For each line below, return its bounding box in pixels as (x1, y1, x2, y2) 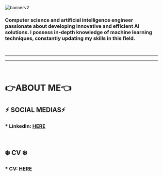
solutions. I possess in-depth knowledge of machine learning (5, 29, 152, 35)
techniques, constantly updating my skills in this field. (5, 35, 136, 41)
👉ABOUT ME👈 (5, 83, 72, 93)
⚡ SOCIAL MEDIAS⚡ (5, 106, 65, 114)
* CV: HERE (5, 165, 33, 172)
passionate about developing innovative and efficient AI (5, 22, 140, 29)
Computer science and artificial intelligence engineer (5, 17, 133, 23)
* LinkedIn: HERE (5, 123, 46, 129)
